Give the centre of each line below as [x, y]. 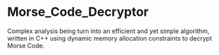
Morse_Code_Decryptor [78, 12]
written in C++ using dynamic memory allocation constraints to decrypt [110, 38]
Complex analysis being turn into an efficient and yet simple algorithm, [108, 31]
